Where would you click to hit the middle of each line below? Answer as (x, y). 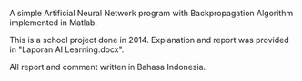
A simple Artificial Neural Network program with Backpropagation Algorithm (151, 13)
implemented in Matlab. (54, 22)
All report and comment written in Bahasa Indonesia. (108, 67)
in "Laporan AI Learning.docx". (67, 49)
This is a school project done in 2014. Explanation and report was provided (149, 40)
